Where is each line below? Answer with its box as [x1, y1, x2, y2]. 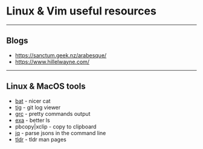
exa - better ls [14, 116, 50, 124]
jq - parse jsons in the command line [14, 129, 106, 136]
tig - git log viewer [14, 104, 61, 111]
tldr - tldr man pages [14, 136, 66, 143]
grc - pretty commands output [14, 110, 91, 117]
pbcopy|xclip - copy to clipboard [14, 122, 97, 130]
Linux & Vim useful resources [6, 4, 157, 18]
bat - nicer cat [14, 97, 51, 104]
